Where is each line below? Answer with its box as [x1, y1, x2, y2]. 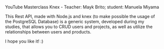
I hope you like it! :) [5, 38, 44, 44]
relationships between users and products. [5, 29, 92, 34]
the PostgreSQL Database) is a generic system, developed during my [5, 19, 144, 24]
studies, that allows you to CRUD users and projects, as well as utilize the [5, 24, 153, 30]
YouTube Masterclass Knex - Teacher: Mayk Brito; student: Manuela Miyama [5, 4, 159, 10]
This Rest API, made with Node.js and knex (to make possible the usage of [5, 14, 155, 19]
